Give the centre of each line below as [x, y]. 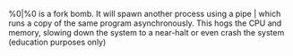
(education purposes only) [57, 42]
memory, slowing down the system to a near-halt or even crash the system [146, 32]
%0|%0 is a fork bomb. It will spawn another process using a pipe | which [145, 14]
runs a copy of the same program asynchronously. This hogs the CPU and [145, 23]
